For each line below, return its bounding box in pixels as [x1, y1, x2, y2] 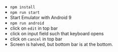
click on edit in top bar [10, 25, 58, 31]
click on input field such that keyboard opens [10, 31, 104, 36]
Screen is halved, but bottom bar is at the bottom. [10, 41, 113, 47]
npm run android [10, 21, 44, 26]
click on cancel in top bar [10, 36, 63, 42]
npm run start [10, 10, 40, 15]
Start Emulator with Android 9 [10, 15, 72, 20]
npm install [10, 5, 35, 10]
